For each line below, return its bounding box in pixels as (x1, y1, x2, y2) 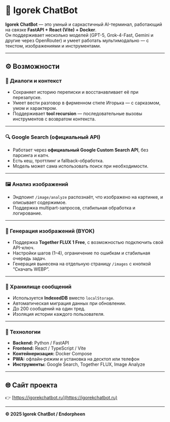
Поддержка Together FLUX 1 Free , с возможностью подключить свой (12, 239, 163, 245)
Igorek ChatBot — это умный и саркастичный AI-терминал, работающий (5, 21, 162, 27)
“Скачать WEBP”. (12, 266, 50, 272)
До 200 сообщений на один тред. (12, 306, 86, 312)
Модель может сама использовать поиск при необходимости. (12, 163, 148, 169)
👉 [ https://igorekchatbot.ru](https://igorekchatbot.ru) (5, 394, 118, 400)
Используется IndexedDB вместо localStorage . (12, 294, 115, 301)
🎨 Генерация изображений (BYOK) (5, 228, 95, 235)
